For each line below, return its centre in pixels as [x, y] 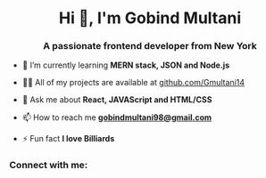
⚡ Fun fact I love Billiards [68, 139]
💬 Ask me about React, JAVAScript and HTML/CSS [117, 100]
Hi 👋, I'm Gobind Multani [150, 18]
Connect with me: [49, 166]
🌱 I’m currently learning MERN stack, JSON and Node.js [126, 65]
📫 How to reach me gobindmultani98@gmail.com [117, 117]
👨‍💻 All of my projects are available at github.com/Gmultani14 [133, 83]
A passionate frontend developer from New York [150, 46]
